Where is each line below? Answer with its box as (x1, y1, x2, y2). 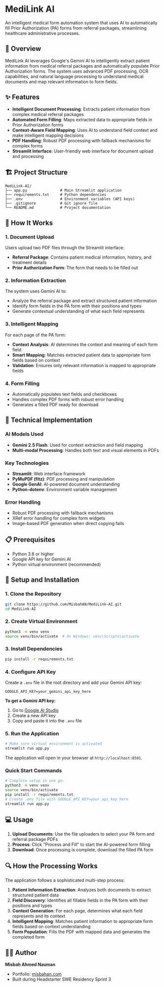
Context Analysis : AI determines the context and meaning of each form (12, 342, 158, 347)
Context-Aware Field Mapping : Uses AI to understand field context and (12, 127, 158, 133)
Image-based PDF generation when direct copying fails (12, 521, 124, 527)
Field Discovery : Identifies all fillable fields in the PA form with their (12, 897, 149, 904)
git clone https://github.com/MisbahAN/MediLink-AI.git (5, 602, 122, 607)
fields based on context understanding (12, 924, 91, 930)
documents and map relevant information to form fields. (5, 78, 118, 84)
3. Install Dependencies (5, 645, 63, 652)
